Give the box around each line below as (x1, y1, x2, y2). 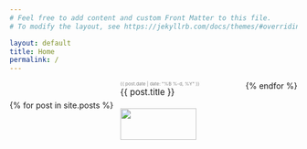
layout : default (9, 38, 71, 48)
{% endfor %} (245, 80, 298, 91)
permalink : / (9, 56, 59, 65)
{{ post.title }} (120, 86, 175, 99)
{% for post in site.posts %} (9, 100, 114, 111)
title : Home (9, 47, 55, 56)
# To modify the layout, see (9, 22, 121, 31)
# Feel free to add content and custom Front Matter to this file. (9, 13, 272, 23)
